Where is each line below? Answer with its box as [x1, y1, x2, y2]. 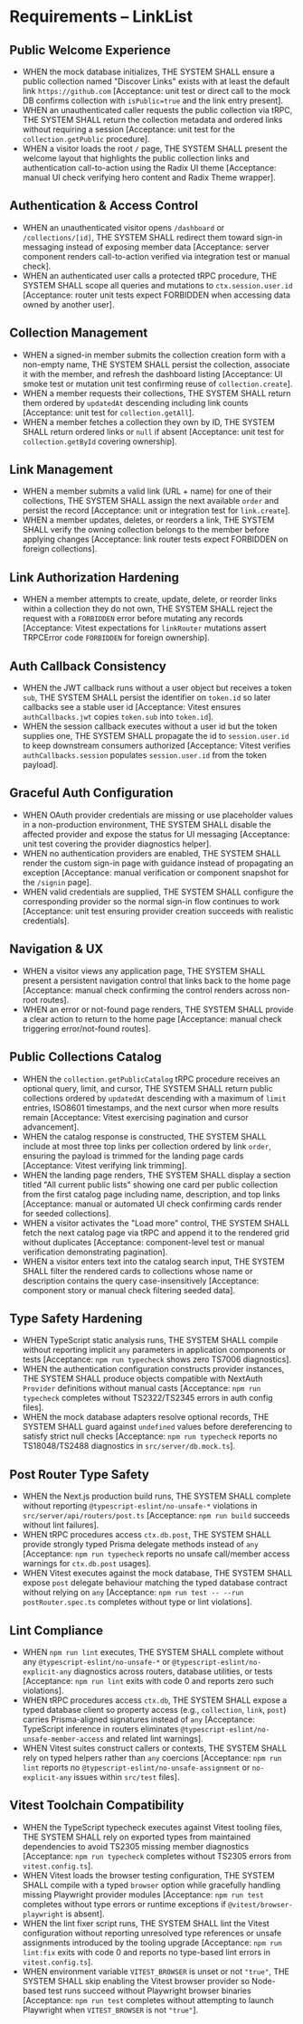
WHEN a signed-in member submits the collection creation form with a [22, 349, 287, 360]
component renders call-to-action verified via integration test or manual [22, 251, 290, 261]
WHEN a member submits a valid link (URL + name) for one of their [22, 486, 272, 497]
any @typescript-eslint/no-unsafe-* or [22, 1656, 170, 1667]
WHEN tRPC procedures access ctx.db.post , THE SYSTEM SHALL [22, 1529, 271, 1540]
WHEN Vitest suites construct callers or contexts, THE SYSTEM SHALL [22, 1743, 288, 1754]
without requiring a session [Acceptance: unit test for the [22, 124, 235, 135]
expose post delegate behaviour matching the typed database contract [22, 1577, 288, 1588]
